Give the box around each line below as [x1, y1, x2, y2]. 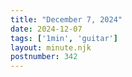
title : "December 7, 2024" [10, 14, 123, 25]
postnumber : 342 [10, 52, 78, 62]
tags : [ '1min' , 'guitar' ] [10, 33, 118, 43]
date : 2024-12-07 [10, 24, 83, 34]
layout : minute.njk [10, 42, 92, 53]
